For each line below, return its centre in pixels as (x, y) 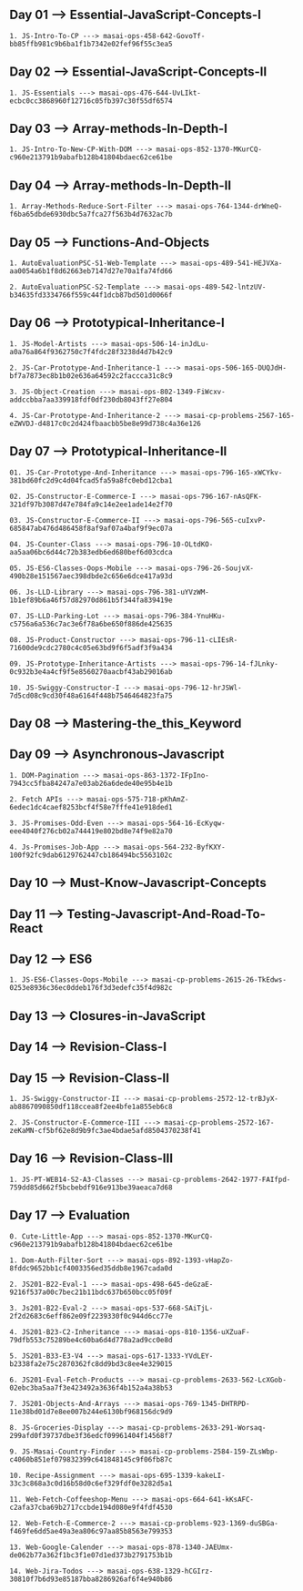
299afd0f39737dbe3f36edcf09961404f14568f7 (91, 1435)
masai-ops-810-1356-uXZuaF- (197, 1332)
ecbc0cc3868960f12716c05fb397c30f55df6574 (91, 101)
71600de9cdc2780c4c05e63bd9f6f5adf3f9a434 (91, 648)
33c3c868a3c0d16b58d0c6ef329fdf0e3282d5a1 (91, 1484)
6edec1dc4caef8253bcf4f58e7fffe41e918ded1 (91, 807)
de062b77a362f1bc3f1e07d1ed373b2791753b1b (91, 1555)
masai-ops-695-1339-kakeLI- (172, 1475)
